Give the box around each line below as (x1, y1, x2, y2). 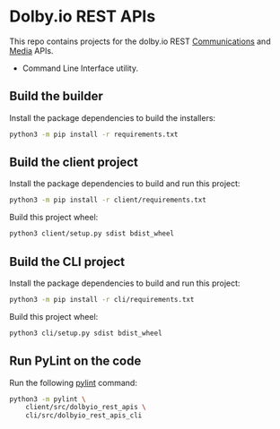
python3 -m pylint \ (9, 394, 87, 404)
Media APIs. (9, 45, 54, 56)
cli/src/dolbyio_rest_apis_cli (25, 411, 143, 420)
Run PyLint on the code (9, 354, 142, 369)
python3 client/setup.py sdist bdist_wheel (9, 229, 175, 238)
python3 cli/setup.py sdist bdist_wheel (9, 329, 163, 338)
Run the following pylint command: (9, 377, 137, 388)
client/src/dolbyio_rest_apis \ (25, 403, 146, 412)
